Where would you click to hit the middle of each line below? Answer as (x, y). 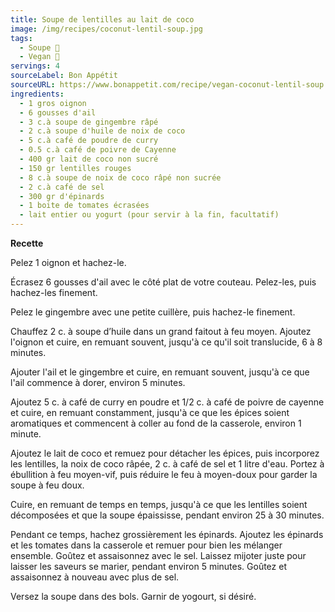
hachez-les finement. (54, 292)
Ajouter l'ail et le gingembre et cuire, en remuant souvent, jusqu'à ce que (160, 372)
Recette (27, 243)
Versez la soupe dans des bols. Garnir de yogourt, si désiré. (133, 596)
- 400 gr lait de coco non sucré (89, 159)
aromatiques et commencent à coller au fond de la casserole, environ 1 (156, 423)
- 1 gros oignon (53, 103)
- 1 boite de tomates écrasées (84, 206)
